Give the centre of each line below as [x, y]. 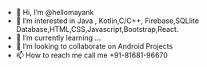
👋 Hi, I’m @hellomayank [55, 12]
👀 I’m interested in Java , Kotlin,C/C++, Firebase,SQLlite [107, 21]
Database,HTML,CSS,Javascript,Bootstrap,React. [97, 29]
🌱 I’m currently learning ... [58, 37]
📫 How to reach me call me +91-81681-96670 [92, 55]
